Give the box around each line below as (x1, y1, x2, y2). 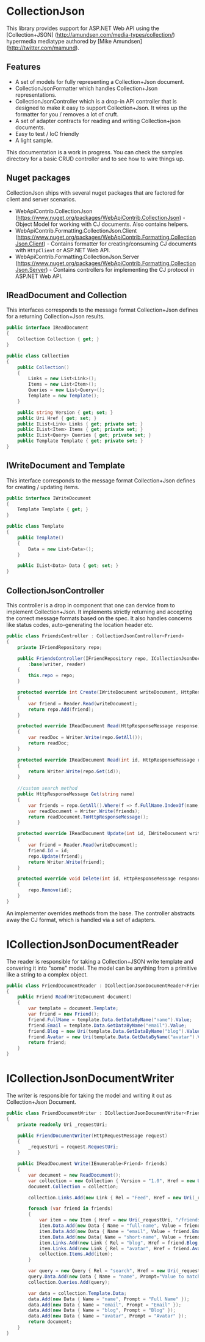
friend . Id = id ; (28, 847, 70, 853)
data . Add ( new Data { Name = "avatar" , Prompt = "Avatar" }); (28, 1313, 187, 1319)
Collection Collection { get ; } (17, 336, 99, 342)
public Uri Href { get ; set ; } (17, 415, 97, 421)
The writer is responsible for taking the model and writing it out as (6, 1092, 172, 1099)
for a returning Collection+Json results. (6, 313, 105, 320)
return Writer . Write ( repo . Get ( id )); (28, 768, 121, 774)
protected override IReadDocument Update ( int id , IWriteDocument (17, 831, 187, 837)
